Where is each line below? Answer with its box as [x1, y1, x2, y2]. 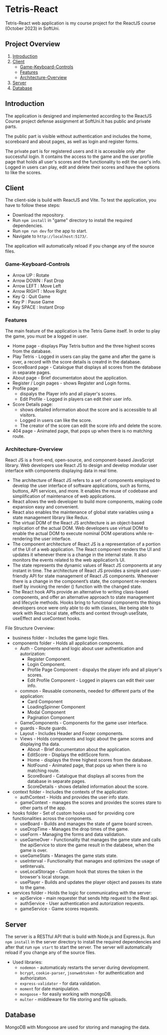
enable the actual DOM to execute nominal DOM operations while [12, 530, 147, 536]
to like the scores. [5, 169, 42, 175]
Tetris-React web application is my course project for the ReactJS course [5, 20, 156, 26]
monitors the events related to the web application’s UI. [12, 557, 126, 563]
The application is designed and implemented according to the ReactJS [5, 112, 152, 118]
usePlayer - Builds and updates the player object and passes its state [19, 879, 162, 885]
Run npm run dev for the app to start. [12, 228, 88, 234]
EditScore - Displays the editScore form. [27, 751, 111, 758]
